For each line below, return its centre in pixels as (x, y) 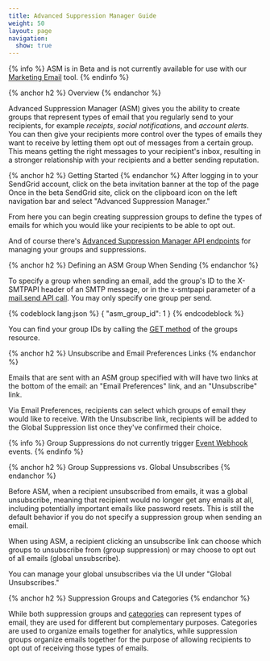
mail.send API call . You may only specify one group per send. (110, 298)
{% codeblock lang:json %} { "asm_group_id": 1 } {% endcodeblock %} (126, 314)
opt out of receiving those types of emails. (79, 648)
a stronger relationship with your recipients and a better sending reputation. (134, 160)
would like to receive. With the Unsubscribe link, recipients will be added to (133, 419)
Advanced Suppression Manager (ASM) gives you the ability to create (124, 109)
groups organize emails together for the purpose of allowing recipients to (130, 640)
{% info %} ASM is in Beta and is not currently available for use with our (128, 69)
